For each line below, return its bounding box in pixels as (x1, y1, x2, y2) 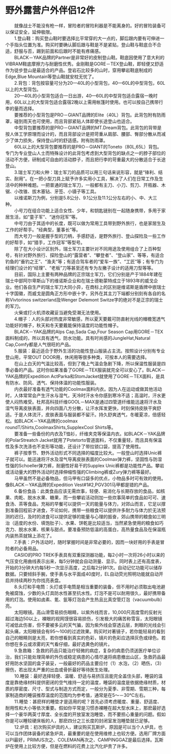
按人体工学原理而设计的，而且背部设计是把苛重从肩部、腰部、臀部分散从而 (5, 131, 161, 137)
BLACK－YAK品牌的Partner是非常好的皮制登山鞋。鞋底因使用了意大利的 (14, 54, 164, 60)
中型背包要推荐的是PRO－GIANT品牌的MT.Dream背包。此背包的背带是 (14, 124, 162, 131)
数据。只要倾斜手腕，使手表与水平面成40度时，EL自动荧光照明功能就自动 (5, 571, 159, 577)
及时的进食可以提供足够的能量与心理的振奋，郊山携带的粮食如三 (27, 513, 161, 519)
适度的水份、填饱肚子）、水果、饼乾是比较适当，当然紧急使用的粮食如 (14, 520, 159, 526)
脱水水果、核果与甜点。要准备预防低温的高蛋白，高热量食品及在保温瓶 (18, 526, 166, 532)
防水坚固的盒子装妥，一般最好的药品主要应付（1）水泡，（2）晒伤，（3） (14, 660, 164, 666)
